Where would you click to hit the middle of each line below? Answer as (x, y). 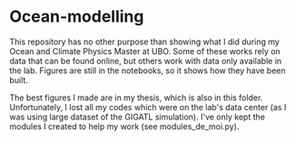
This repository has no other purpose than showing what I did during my (144, 42)
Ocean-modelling (77, 17)
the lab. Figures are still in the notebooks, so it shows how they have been (147, 70)
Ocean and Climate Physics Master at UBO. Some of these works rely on (145, 51)
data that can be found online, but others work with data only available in (146, 61)
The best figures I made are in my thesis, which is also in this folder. (136, 98)
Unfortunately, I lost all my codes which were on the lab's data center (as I (148, 107)
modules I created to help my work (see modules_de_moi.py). (124, 126)
